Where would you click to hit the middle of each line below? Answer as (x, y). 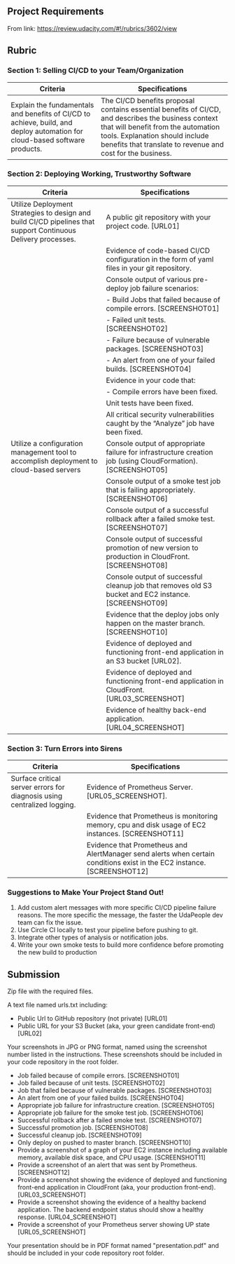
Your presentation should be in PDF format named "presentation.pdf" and (113, 1246)
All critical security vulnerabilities (160, 415)
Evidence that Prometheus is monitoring (152, 816)
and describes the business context (159, 118)
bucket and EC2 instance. (148, 594)
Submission (34, 974)
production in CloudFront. (148, 556)
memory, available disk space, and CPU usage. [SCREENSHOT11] (112, 1157)
